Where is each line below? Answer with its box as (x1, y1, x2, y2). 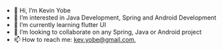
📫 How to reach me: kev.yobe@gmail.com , (13, 36, 137, 43)
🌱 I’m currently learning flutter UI (13, 21, 106, 28)
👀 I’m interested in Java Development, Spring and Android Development (13, 14, 217, 22)
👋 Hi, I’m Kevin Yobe (13, 7, 71, 14)
